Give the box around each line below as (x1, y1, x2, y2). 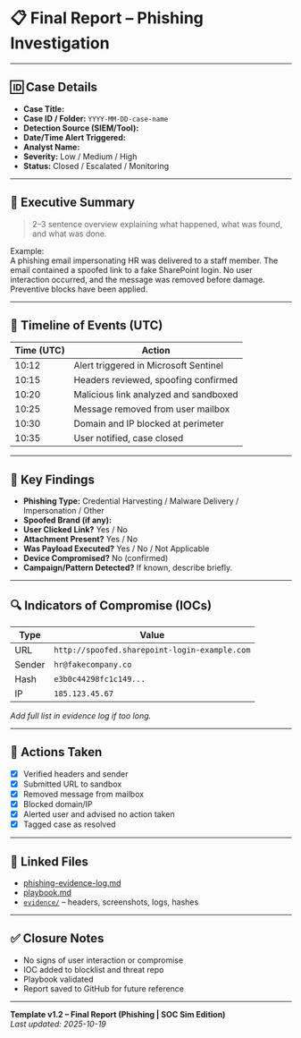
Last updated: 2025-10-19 (10, 1018, 106, 1029)
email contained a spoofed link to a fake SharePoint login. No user (10, 264, 253, 275)
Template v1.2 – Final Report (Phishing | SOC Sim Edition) (10, 1008, 226, 1019)
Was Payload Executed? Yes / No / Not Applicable (22, 543, 210, 554)
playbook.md (22, 888, 72, 898)
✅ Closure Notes (10, 931, 105, 946)
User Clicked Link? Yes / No (22, 524, 128, 535)
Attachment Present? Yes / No (22, 534, 138, 545)
